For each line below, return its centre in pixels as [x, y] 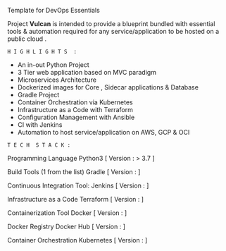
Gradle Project [38, 95]
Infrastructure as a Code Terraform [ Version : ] [76, 199]
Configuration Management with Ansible [76, 117]
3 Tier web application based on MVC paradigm [87, 72]
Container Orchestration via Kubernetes [75, 102]
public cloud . [27, 39]
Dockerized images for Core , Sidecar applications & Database [108, 87]
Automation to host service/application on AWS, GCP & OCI [103, 132]
